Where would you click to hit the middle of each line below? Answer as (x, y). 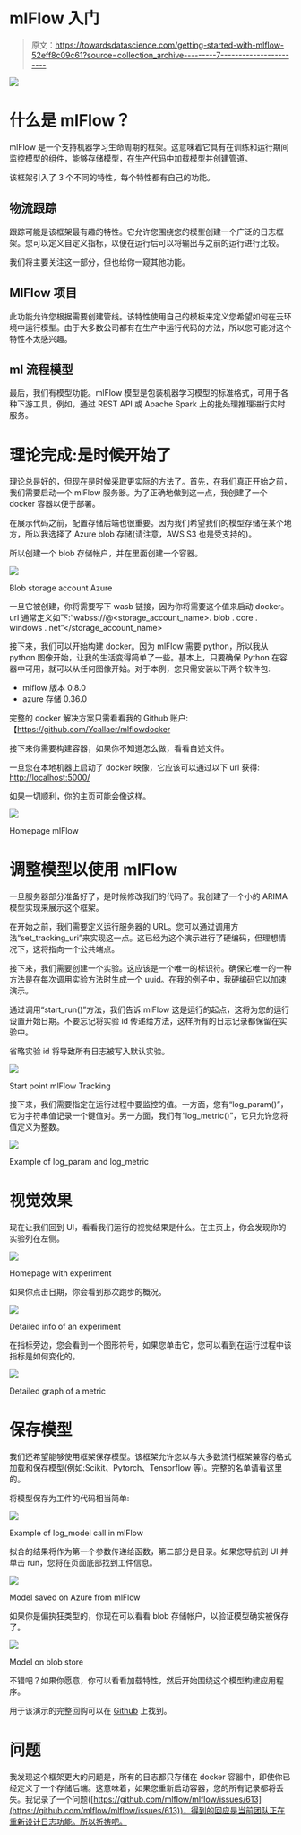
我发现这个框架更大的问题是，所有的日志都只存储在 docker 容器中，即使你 (146, 1777)
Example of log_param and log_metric (79, 1162)
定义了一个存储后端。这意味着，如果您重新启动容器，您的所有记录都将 (146, 1788)
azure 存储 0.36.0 (55, 699)
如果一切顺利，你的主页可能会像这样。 (80, 796)
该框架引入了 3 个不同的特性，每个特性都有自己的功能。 (112, 177)
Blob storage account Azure (61, 588)
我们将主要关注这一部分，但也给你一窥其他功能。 (99, 262)
